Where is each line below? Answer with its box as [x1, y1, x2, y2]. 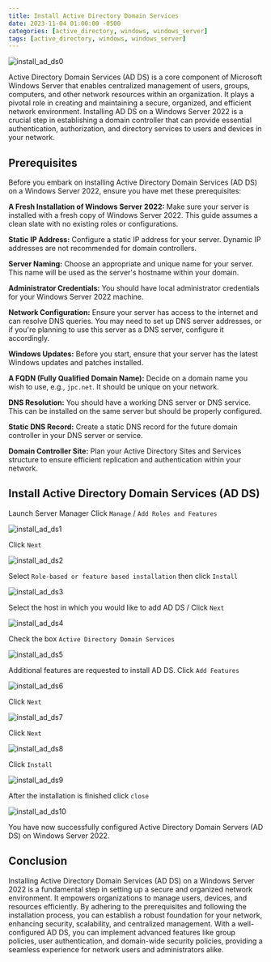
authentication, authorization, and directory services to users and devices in [8, 124, 262, 134]
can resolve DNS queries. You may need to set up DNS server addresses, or [8, 317, 262, 326]
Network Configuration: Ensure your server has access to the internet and [8, 308, 259, 317]
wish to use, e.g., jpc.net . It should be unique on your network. [8, 382, 220, 392]
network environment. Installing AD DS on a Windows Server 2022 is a [8, 107, 243, 117]
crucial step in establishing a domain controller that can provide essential [8, 115, 252, 126]
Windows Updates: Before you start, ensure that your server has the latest [8, 349, 259, 359]
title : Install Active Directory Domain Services [8, 11, 180, 20]
